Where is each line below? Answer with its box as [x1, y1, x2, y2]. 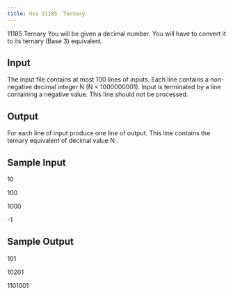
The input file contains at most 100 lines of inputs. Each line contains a [7, 75, 209, 84]
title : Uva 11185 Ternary [7, 10, 86, 17]
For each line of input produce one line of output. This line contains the [7, 129, 211, 137]
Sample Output [7, 236, 74, 248]
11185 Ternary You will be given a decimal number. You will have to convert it [7, 29, 226, 38]
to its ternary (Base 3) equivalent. [7, 36, 103, 45]
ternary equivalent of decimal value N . [7, 137, 118, 145]
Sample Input [7, 156, 66, 168]
